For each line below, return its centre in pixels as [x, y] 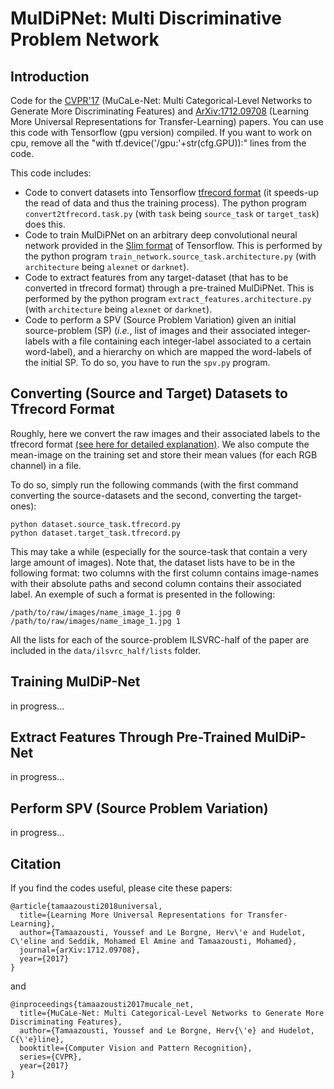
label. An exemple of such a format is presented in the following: [143, 594]
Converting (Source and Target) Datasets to [149, 393]
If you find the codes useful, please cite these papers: [121, 888]
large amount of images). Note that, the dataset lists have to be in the [153, 562]
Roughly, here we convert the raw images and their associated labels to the [165, 433]
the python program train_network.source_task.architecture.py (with [170, 256]
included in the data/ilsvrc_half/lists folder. [106, 650]
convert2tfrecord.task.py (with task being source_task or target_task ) [172, 213]
